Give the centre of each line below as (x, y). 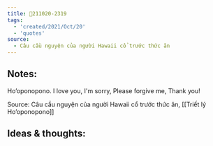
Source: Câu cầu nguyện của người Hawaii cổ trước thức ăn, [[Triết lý (107, 104)
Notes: (22, 74)
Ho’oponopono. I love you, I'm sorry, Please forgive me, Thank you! (104, 90)
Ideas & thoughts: (46, 134)
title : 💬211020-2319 (37, 14)
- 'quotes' (29, 33)
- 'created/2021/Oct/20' (50, 26)
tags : (15, 20)
